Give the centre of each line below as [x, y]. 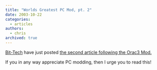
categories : [18, 19]
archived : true [21, 38]
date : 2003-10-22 [24, 15]
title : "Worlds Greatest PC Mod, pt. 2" [49, 10]
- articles [21, 24]
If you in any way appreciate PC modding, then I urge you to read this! [78, 62]
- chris [18, 33]
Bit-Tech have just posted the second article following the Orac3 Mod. [78, 52]
